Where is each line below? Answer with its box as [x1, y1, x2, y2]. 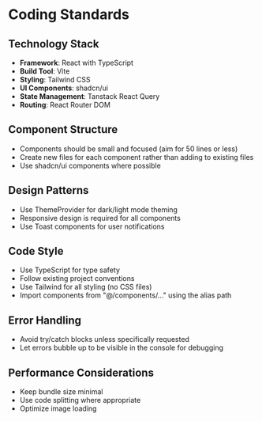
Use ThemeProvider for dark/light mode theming [19, 204, 178, 214]
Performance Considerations [8, 366, 154, 379]
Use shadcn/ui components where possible [19, 161, 162, 170]
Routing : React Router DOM [19, 101, 110, 109]
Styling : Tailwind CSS [19, 75, 91, 84]
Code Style [8, 245, 64, 258]
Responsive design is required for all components [19, 213, 182, 222]
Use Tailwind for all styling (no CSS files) [19, 283, 152, 292]
